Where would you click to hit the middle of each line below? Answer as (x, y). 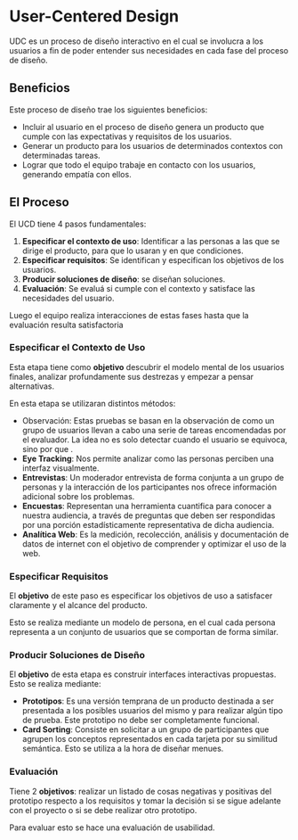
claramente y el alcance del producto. (79, 605)
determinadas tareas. (61, 155)
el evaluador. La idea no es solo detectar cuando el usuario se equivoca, (154, 440)
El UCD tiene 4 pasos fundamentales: (78, 224)
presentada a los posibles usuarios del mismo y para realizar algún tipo (152, 711)
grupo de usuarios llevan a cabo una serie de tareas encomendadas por (154, 430)
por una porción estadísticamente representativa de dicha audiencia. (148, 524)
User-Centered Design (94, 16)
